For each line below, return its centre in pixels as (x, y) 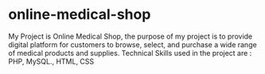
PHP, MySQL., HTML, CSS (51, 61)
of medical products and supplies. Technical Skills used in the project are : (130, 53)
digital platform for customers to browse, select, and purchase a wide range (132, 44)
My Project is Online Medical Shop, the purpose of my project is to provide (131, 36)
